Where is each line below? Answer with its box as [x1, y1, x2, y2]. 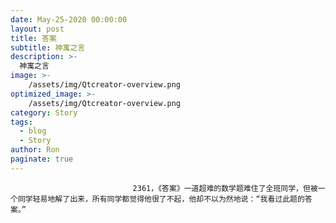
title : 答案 [10, 33, 57, 43]
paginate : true [10, 154, 74, 164]
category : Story [10, 107, 78, 118]
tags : [10, 117, 33, 127]
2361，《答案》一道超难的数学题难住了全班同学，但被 [132, 183, 318, 193]
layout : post [10, 24, 65, 34]
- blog [19, 126, 47, 136]
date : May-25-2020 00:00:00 [10, 14, 128, 25]
